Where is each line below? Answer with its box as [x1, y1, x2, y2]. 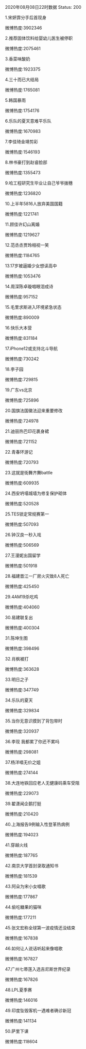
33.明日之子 [5, 677, 29, 682]
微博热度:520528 [5, 501, 39, 506]
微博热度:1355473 [5, 170, 41, 175]
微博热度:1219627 [5, 232, 40, 238]
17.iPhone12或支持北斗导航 [5, 346, 58, 351]
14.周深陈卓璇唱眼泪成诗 [5, 284, 53, 289]
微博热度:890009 [5, 314, 40, 320]
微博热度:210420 [5, 811, 39, 817]
